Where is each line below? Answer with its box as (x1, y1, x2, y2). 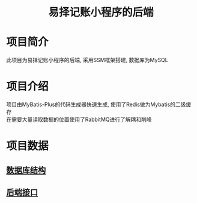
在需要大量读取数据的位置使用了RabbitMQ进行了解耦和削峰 (6, 116, 152, 123)
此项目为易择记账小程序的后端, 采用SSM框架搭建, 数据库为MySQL (6, 57, 168, 64)
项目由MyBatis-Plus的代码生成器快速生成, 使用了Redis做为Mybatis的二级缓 (6, 101, 192, 108)
